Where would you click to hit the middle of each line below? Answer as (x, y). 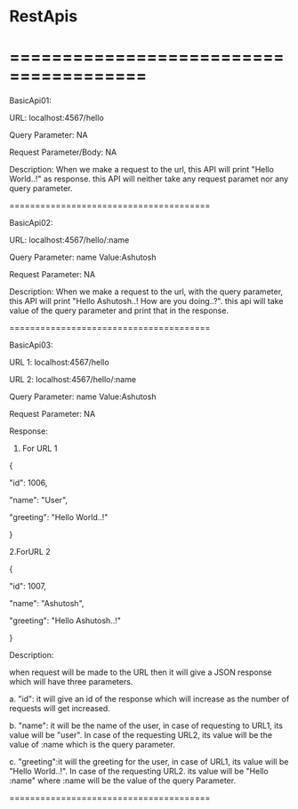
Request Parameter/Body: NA (63, 152)
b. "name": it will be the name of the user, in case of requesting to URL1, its (146, 725)
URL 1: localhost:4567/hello (59, 363)
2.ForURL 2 (30, 552)
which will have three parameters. (71, 682)
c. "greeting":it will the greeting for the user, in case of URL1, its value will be (149, 762)
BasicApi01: (30, 100)
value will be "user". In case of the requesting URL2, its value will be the (141, 735)
